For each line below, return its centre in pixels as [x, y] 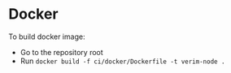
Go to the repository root [61, 52]
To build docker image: [47, 36]
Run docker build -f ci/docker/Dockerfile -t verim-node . [122, 61]
